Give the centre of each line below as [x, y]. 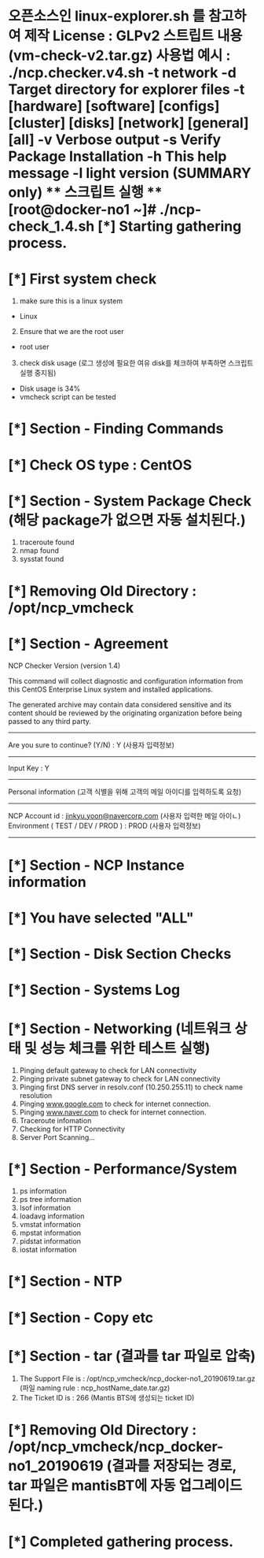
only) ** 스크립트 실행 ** [85, 193]
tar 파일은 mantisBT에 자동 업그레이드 [125, 1485]
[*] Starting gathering [170, 226]
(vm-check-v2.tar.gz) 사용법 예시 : [119, 56]
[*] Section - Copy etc [81, 1317]
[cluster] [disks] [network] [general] [128, 123]
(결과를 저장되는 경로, [172, 1465]
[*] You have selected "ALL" [101, 918]
